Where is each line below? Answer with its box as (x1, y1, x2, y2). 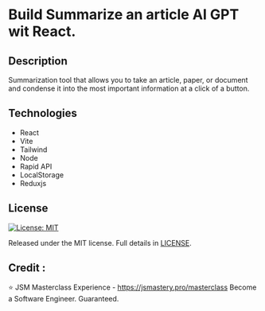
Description (8, 54, 68, 68)
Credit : (8, 261, 46, 275)
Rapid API (19, 161, 53, 171)
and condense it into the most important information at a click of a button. (8, 84, 250, 93)
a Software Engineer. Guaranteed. (8, 294, 119, 304)
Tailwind (19, 145, 48, 154)
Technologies (8, 107, 78, 120)
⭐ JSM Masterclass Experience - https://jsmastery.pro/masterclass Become (8, 282, 257, 292)
